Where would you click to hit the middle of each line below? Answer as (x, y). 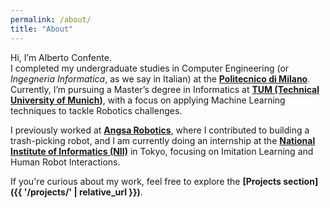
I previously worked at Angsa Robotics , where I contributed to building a (160, 130)
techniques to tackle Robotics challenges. (96, 110)
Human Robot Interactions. (65, 162)
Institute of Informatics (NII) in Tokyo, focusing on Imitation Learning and (162, 151)
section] (301, 181)
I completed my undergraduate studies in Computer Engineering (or (150, 68)
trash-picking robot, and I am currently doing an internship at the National (163, 140)
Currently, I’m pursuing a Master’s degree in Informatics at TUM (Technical (165, 89)
